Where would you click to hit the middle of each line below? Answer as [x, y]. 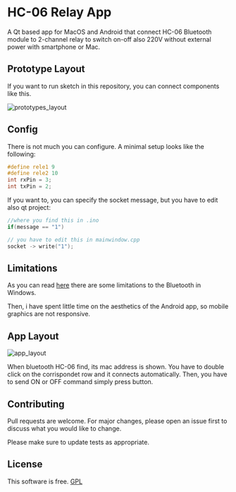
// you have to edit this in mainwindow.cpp [74, 240]
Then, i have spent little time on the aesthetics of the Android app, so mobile [118, 306]
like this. [19, 93]
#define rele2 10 [33, 174]
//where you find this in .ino [53, 221]
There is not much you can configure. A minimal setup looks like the [106, 146]
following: [21, 154]
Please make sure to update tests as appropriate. [79, 442]
